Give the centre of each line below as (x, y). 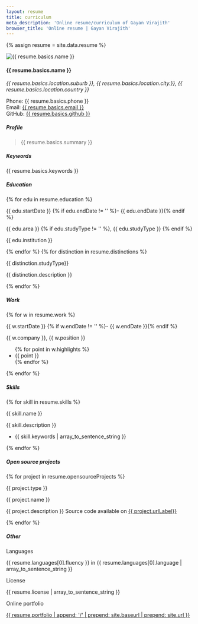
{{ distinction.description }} (39, 275)
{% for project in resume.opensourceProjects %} (66, 477)
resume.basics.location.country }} (48, 90)
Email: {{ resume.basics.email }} (45, 107)
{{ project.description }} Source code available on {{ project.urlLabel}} (92, 511)
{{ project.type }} (27, 488)
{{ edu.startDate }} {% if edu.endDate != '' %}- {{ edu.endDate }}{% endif (95, 211)
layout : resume (25, 12)
